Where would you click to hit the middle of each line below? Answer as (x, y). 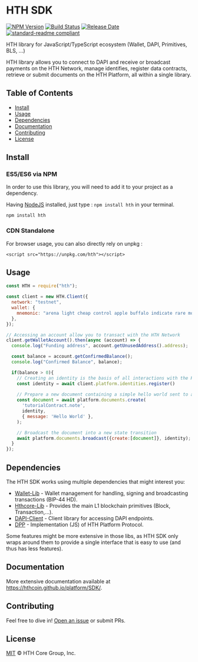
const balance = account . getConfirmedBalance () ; (72, 357)
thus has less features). (34, 548)
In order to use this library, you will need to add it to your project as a (90, 187)
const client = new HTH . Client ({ (47, 297)
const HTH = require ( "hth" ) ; (42, 286)
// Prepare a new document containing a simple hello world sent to (103, 394)
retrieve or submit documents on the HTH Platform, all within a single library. (99, 74)
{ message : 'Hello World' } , (57, 416)
